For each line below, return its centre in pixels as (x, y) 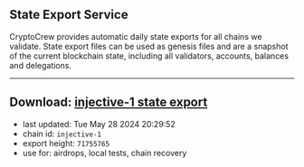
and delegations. (41, 65)
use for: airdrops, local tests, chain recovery (104, 153)
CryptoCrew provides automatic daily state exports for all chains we (136, 36)
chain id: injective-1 (62, 134)
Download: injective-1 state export (109, 102)
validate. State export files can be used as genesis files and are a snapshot (149, 46)
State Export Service (69, 15)
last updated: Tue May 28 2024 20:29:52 (99, 124)
